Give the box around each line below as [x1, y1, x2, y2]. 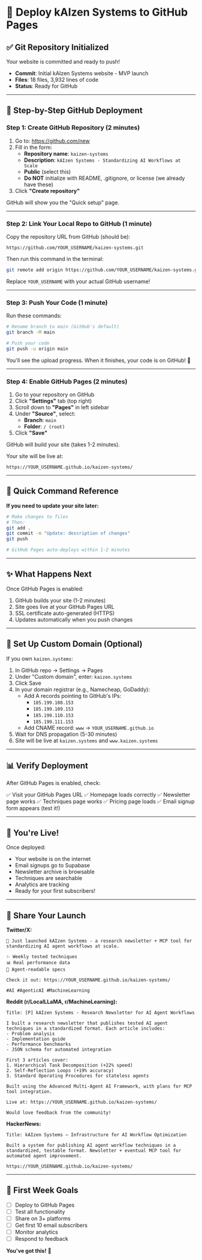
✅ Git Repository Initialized [6, 42, 109, 52]
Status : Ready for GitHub [14, 82, 78, 90]
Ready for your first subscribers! [14, 887, 96, 895]
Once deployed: [6, 844, 46, 851]
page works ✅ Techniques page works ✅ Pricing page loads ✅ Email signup [6, 798, 195, 805]
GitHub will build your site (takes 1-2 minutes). [6, 441, 120, 448]
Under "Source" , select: [14, 410, 76, 417]
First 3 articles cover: [6, 1057, 69, 1063]
